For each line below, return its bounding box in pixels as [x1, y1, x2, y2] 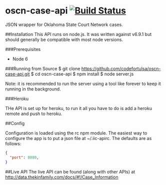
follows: [5, 140, 21, 146]
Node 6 [12, 55, 28, 62]
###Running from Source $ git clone [5, 65, 80, 71]
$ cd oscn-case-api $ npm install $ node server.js [30, 70, 134, 77]
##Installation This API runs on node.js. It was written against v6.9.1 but [5, 31, 152, 37]
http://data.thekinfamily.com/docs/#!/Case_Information [5, 174, 118, 180]
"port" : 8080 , [9, 155, 39, 160]
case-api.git [5, 70, 30, 77]
